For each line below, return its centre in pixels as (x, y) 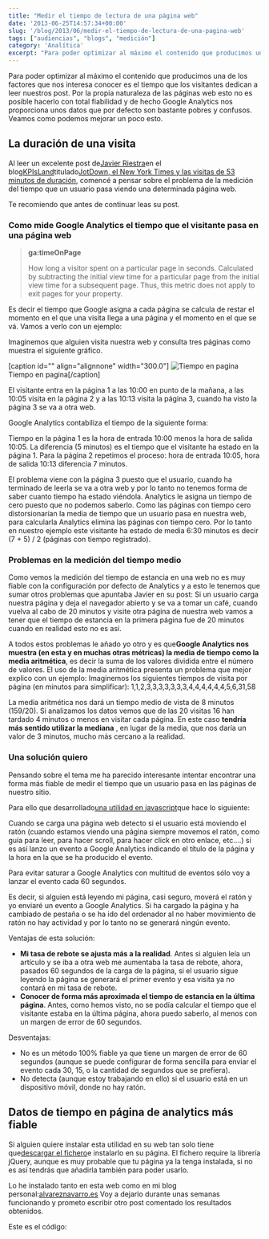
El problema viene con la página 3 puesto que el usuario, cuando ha (120, 479)
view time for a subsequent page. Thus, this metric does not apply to (141, 285)
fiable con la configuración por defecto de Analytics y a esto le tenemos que (134, 586)
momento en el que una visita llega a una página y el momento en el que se (132, 318)
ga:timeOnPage (54, 253)
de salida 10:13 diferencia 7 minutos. (68, 464)
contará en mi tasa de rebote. (68, 988)
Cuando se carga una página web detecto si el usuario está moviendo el (127, 823)
